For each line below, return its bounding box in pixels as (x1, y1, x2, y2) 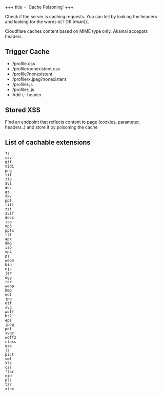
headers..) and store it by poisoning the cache (5, 124, 98, 130)
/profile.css (12, 61, 35, 66)
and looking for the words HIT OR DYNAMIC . (5, 19, 89, 24)
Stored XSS (5, 106, 40, 114)
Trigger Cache (5, 47, 50, 56)
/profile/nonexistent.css (12, 66, 60, 71)
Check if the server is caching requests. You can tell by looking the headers (5, 14, 157, 19)
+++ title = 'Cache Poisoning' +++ (5, 4, 74, 10)
